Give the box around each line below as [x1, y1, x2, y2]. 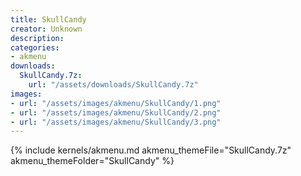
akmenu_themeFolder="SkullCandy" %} [10, 155, 175, 167]
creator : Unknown [10, 24, 83, 34]
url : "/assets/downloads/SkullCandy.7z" [28, 80, 199, 90]
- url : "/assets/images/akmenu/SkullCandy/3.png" [10, 117, 222, 127]
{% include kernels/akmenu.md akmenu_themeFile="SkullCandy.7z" [10, 144, 292, 156]
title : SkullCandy [10, 14, 87, 25]
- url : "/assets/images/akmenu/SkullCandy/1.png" [10, 98, 222, 108]
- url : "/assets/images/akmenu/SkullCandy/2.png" [10, 107, 222, 118]
